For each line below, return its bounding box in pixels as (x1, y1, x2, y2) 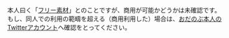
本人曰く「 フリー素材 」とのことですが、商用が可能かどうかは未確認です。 (7, 6, 221, 14)
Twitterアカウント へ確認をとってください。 (7, 23, 131, 31)
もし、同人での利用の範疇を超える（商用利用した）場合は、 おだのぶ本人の (7, 15, 222, 23)
